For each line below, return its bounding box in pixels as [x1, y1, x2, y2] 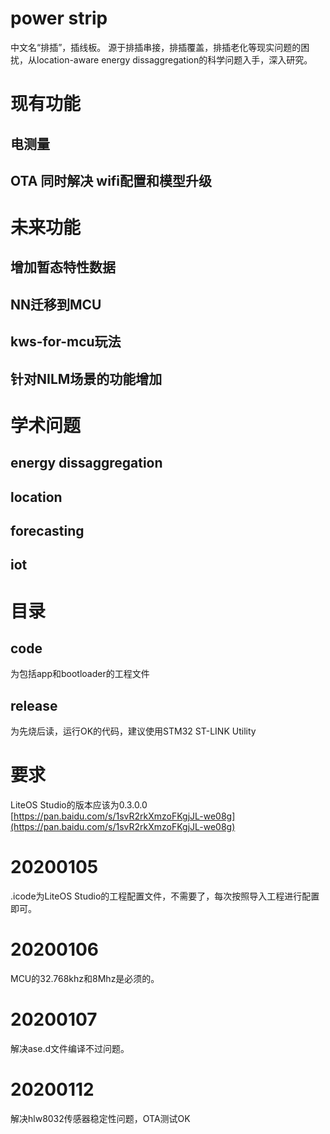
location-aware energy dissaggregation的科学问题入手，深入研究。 [36, 53, 313, 66]
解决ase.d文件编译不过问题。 [10, 1042, 130, 1054]
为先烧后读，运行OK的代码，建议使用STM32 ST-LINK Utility [10, 725, 257, 737]
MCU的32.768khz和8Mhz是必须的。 [10, 973, 160, 985]
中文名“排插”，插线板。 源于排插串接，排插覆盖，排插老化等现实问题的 [10, 41, 302, 53]
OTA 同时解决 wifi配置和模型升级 [10, 172, 213, 189]
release [10, 697, 58, 714]
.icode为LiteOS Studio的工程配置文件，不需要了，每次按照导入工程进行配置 [10, 890, 320, 902]
